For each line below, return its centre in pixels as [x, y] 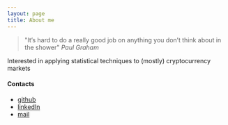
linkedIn [29, 107]
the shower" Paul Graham [61, 47]
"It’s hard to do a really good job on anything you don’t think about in [123, 40]
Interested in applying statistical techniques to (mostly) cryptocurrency [109, 60]
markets [19, 68]
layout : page [26, 14]
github [26, 99]
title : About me [31, 20]
